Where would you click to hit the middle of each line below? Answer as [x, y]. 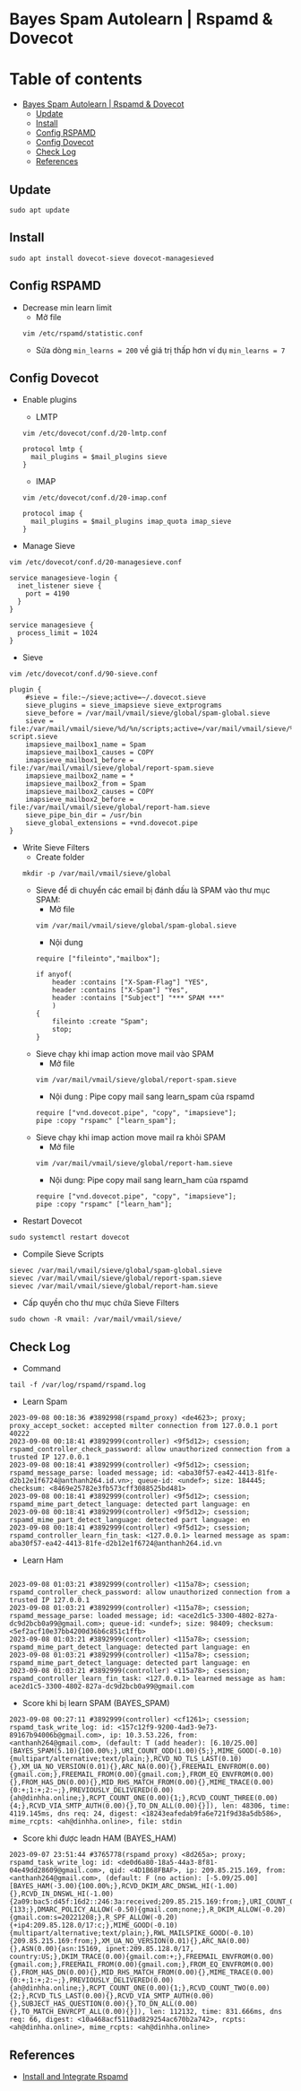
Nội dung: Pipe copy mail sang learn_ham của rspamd [149, 1181]
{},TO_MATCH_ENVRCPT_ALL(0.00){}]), [77, 2012]
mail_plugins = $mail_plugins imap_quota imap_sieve [131, 522]
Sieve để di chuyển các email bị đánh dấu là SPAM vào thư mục [153, 890]
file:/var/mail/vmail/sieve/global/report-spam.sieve [112, 768]
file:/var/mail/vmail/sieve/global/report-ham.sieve [110, 807]
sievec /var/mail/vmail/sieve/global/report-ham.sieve [114, 1286]
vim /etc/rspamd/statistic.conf [82, 333]
